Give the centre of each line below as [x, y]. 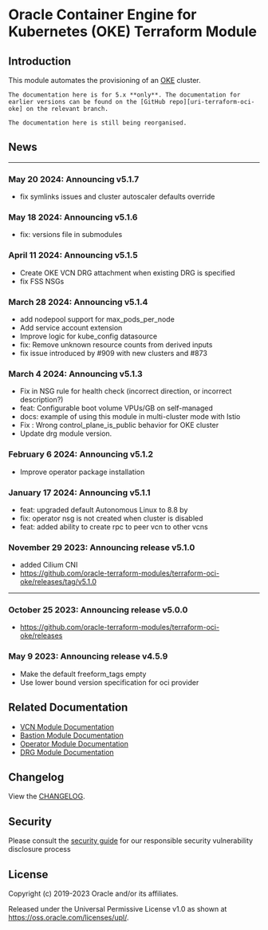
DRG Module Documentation [67, 752]
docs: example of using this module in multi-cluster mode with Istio [130, 417]
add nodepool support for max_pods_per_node [97, 319]
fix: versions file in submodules [71, 235]
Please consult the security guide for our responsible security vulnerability [131, 841]
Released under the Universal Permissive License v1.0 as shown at [118, 909]
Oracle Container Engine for [102, 15]
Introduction [40, 61]
